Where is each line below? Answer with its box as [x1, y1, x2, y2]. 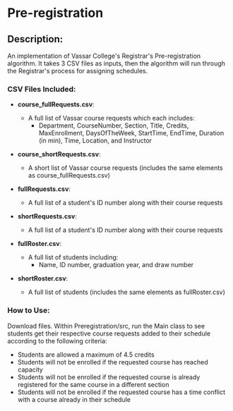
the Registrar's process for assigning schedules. [7, 67, 148, 75]
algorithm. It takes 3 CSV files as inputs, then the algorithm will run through [7, 59, 226, 68]
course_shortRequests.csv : [17, 150, 101, 159]
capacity [17, 365, 44, 374]
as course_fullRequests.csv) [28, 171, 111, 180]
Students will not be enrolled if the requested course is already [17, 372, 201, 381]
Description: [7, 33, 64, 45]
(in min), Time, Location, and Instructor [38, 136, 153, 145]
